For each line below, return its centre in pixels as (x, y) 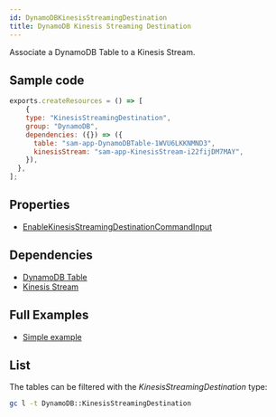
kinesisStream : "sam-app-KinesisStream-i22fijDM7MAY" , (138, 152)
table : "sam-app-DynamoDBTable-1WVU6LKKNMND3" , (124, 143)
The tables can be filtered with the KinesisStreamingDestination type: (138, 387)
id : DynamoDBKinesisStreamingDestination (88, 18)
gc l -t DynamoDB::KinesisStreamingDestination (101, 403)
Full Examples (49, 315)
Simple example (52, 336)
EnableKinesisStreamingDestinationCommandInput (117, 226)
